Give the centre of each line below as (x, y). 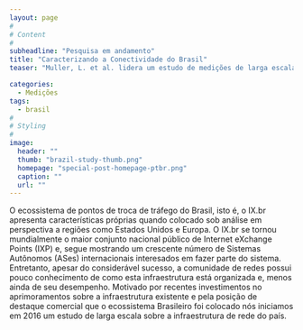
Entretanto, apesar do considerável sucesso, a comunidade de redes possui (151, 268)
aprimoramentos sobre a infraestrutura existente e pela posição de (133, 297)
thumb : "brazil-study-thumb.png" (80, 160)
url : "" (32, 185)
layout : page (34, 18)
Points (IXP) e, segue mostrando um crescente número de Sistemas (135, 249)
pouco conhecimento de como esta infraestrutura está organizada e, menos (151, 278)
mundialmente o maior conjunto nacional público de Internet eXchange (141, 239)
